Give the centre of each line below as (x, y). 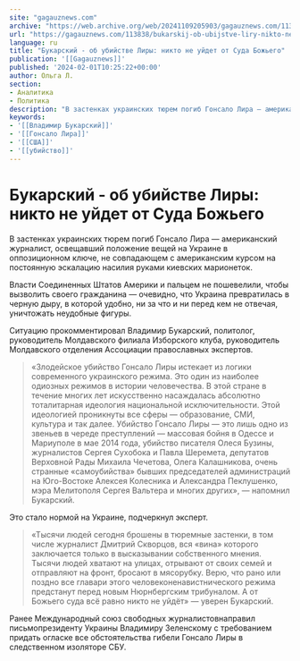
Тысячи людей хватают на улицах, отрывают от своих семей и (151, 563)
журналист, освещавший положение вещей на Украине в (119, 248)
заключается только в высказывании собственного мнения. (146, 553)
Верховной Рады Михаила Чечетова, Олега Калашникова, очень (154, 462)
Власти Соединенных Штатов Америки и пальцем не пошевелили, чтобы (149, 284)
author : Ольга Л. (42, 76)
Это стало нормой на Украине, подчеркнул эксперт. (108, 517)
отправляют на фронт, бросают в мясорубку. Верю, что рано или (156, 572)
